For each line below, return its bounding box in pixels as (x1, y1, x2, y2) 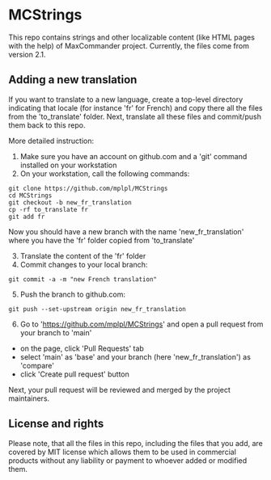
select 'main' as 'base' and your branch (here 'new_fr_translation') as (19, 352, 251, 361)
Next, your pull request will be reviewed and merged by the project (8, 385, 231, 394)
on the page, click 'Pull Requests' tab (19, 343, 144, 353)
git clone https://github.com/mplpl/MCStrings (8, 184, 168, 192)
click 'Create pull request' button (19, 369, 129, 379)
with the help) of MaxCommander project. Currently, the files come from (8, 40, 249, 50)
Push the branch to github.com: (19, 289, 125, 299)
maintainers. (8, 394, 50, 403)
